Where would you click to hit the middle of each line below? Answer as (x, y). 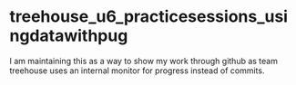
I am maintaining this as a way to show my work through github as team (143, 61)
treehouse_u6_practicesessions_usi (149, 17)
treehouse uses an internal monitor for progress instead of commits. (137, 71)
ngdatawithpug (69, 36)
